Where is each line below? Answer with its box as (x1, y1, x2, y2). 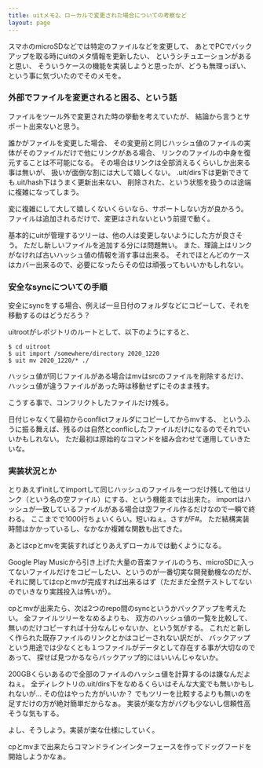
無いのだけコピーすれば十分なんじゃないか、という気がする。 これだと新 (8, 624, 244, 633)
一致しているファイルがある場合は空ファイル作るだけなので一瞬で (35, 504, 249, 514)
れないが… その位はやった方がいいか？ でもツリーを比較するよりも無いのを (8, 689, 252, 699)
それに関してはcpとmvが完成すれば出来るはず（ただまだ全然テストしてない (8, 577, 253, 587)
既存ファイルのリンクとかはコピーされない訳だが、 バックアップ (42, 633, 251, 642)
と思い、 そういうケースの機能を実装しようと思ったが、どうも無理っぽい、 (8, 60, 250, 71)
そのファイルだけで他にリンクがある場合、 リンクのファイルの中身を (21, 148, 244, 157)
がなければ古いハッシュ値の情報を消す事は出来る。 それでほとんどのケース (8, 250, 250, 259)
